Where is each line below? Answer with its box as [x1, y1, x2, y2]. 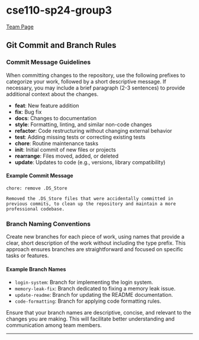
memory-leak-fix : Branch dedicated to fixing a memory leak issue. [14, 285, 176, 292]
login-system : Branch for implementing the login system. [14, 279, 153, 286]
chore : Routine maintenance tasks [14, 140, 99, 147]
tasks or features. [6, 252, 49, 259]
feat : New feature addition [14, 102, 79, 109]
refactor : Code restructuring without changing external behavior [14, 127, 172, 134]
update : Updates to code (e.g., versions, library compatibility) [14, 158, 166, 166]
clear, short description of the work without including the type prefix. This [6, 239, 186, 246]
